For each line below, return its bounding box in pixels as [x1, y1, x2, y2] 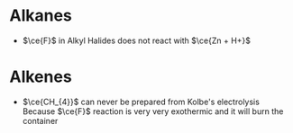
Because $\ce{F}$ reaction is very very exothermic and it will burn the [22, 105, 284, 117]
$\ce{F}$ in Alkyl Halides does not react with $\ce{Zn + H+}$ [22, 35, 251, 46]
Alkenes [9, 66, 72, 87]
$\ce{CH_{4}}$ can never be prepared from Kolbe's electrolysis [22, 96, 260, 107]
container [22, 115, 59, 126]
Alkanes [9, 5, 72, 26]
